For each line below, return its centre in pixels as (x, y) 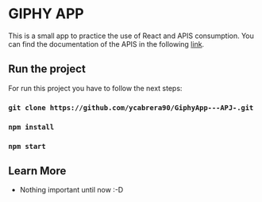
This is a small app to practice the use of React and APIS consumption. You (131, 36)
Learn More (37, 171)
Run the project (47, 69)
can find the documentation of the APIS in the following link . (106, 44)
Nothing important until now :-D (71, 190)
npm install (31, 127)
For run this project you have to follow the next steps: (95, 88)
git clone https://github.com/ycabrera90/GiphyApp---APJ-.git (131, 107)
